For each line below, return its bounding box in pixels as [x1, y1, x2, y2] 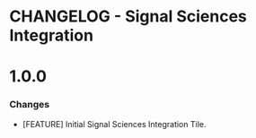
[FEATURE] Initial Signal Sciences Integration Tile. [22, 118, 207, 129]
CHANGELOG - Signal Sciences [9, 6, 247, 27]
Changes [9, 99, 50, 111]
